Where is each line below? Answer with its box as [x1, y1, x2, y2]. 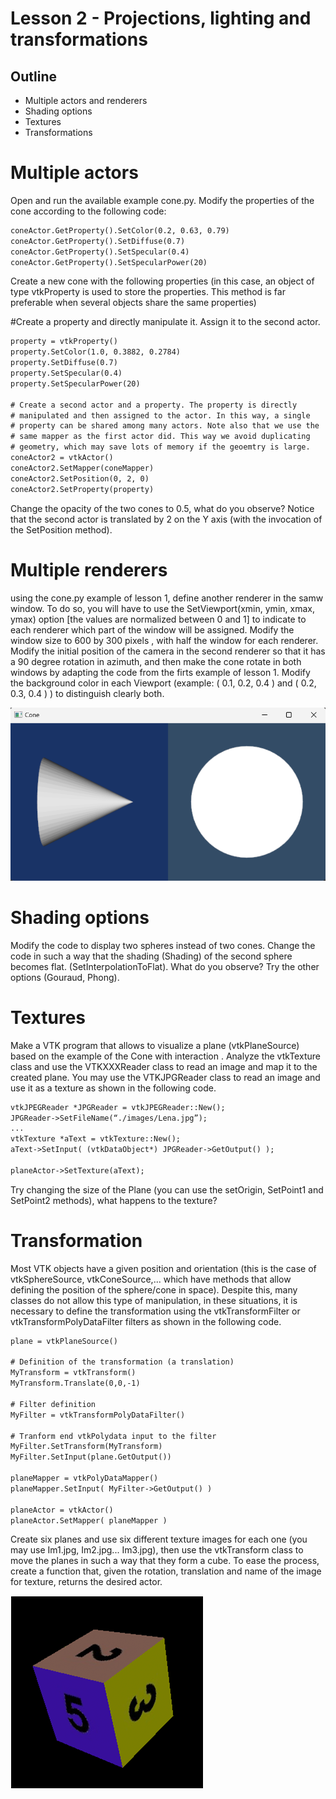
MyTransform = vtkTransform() [10, 1368, 137, 1378]
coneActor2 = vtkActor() [10, 453, 114, 463]
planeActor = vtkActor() [10, 1505, 114, 1515]
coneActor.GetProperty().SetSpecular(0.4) [10, 247, 190, 257]
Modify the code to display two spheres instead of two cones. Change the [10, 939, 316, 951]
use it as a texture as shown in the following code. [10, 1082, 217, 1094]
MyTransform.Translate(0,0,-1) [10, 1378, 141, 1389]
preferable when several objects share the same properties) [10, 297, 257, 309]
